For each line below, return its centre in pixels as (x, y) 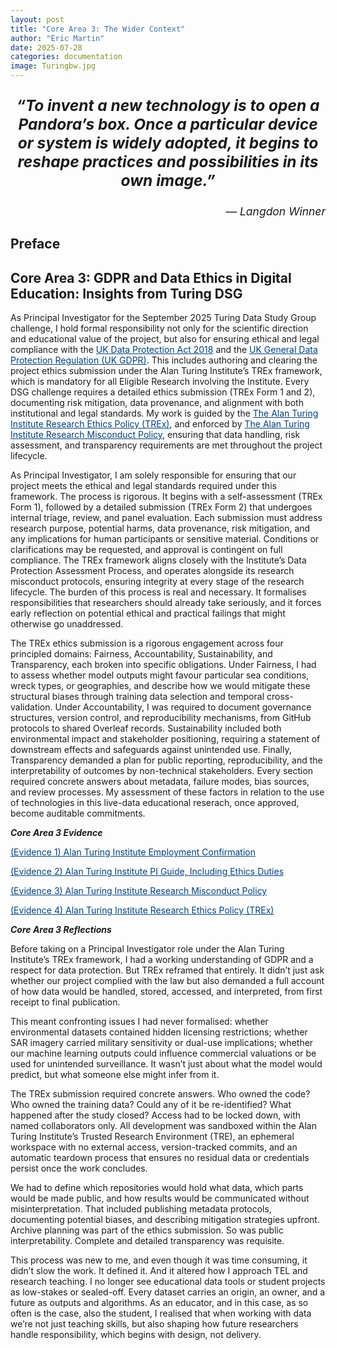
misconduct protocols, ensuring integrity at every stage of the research (157, 582)
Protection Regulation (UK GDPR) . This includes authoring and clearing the (164, 360)
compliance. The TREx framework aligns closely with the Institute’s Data (158, 560)
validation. (31, 707)
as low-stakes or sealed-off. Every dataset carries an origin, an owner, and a (168, 1292)
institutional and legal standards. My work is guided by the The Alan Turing (164, 413)
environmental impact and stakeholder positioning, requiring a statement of (165, 739)
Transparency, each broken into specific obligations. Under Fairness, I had (163, 665)
